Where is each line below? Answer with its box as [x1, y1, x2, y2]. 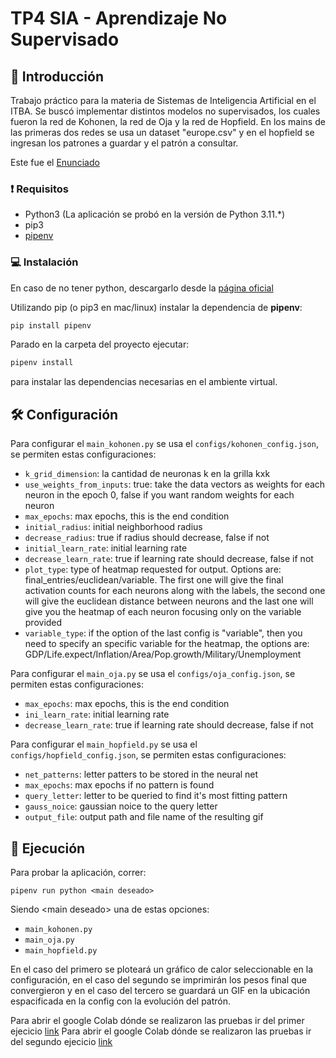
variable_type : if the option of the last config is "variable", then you [24, 627, 303, 639]
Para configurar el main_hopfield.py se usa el [10, 738, 198, 751]
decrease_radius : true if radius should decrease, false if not [24, 532, 270, 544]
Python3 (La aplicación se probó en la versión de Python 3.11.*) [24, 208, 286, 221]
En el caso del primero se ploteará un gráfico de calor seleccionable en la [10, 963, 314, 975]
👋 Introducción [10, 68, 104, 85]
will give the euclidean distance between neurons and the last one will [24, 595, 314, 607]
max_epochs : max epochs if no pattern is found [24, 779, 215, 791]
